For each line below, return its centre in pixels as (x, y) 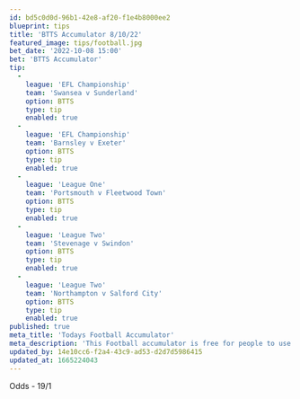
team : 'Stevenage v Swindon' (80, 244)
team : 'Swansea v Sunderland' (82, 93)
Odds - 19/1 (31, 386)
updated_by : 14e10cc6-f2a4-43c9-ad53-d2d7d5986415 (106, 351)
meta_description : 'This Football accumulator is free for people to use (150, 343)
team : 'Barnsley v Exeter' (76, 143)
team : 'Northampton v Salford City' (94, 293)
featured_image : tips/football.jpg (76, 43)
